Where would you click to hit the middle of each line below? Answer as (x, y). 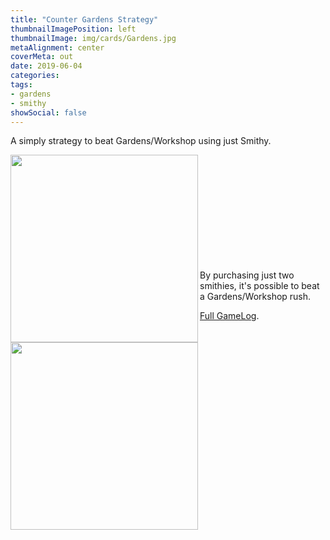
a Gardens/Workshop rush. (255, 297)
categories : (35, 76)
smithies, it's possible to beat (259, 286)
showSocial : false (48, 112)
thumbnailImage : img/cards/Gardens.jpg (93, 38)
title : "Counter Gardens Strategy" (84, 19)
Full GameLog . (229, 316)
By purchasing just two (247, 275)
